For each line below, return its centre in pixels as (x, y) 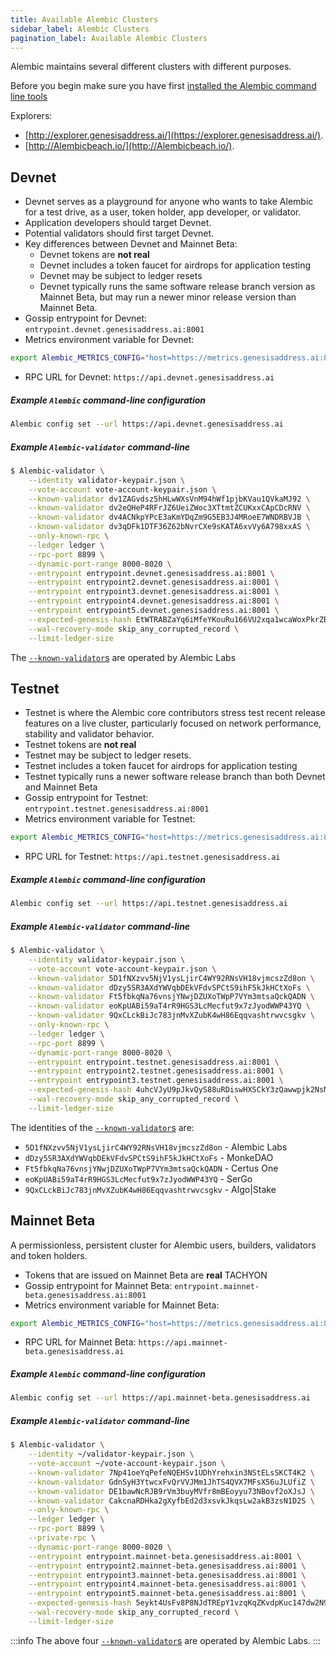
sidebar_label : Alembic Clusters (80, 29)
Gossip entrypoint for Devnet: (86, 318)
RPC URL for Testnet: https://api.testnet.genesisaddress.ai (152, 857)
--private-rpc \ (62, 1538)
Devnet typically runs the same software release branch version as (177, 287)
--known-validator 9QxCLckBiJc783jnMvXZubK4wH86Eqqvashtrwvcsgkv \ (171, 1016)
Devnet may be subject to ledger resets (121, 276)
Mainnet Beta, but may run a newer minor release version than (168, 297)
